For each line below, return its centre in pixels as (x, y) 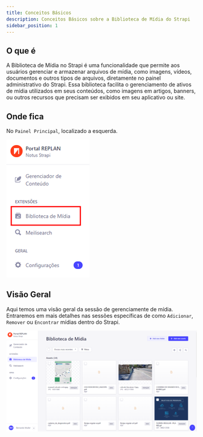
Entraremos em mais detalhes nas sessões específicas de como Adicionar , (100, 316)
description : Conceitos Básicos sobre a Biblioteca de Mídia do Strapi (98, 19)
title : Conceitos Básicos (39, 13)
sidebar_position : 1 (32, 25)
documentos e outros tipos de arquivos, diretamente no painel (84, 78)
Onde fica (25, 116)
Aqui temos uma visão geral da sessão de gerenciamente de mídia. (90, 309)
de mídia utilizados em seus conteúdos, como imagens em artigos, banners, (101, 91)
